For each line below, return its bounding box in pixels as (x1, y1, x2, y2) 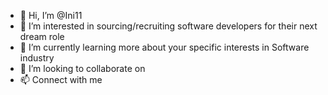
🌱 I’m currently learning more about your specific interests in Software (19, 41, 310, 53)
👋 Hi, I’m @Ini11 (19, 10, 83, 21)
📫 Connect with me (19, 74, 103, 85)
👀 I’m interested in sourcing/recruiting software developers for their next (19, 20, 318, 32)
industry (19, 52, 55, 64)
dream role (19, 31, 65, 42)
